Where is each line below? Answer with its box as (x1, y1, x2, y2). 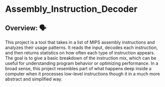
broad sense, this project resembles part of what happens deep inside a (5, 66, 152, 71)
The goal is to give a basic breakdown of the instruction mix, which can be (5, 55, 157, 61)
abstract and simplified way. (5, 76, 63, 82)
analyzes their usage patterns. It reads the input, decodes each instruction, (5, 44, 158, 50)
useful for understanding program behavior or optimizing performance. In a (5, 60, 159, 66)
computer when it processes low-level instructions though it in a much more (5, 71, 160, 77)
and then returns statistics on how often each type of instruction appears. (5, 50, 155, 55)
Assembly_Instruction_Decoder (5, 3, 138, 15)
